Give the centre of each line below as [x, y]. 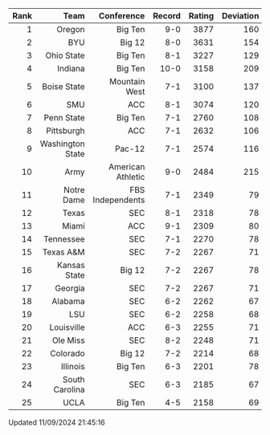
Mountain [127, 81]
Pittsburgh [65, 130]
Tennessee [64, 239]
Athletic [131, 177]
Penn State [65, 118]
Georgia [70, 288]
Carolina [70, 390]
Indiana [72, 69]
